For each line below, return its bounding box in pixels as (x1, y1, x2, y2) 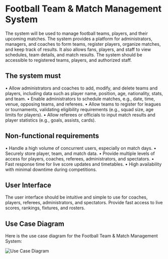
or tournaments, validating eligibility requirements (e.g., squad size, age (5, 106, 154, 112)
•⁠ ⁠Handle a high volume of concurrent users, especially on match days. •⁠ (5, 145, 157, 151)
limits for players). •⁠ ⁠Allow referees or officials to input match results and (5, 112, 156, 118)
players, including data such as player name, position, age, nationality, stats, (5, 90, 163, 96)
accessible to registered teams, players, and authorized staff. (5, 57, 132, 63)
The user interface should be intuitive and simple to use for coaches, (5, 194, 148, 200)
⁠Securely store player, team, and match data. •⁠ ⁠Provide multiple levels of (5, 150, 155, 156)
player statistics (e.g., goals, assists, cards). (5, 117, 96, 123)
